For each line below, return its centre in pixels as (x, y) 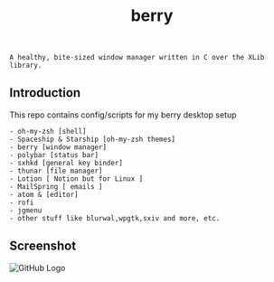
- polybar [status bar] (54, 155)
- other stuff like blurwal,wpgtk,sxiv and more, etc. (115, 218)
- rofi (22, 202)
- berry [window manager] (58, 147)
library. (26, 65)
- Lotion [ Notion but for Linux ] (76, 179)
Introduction (45, 93)
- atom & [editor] (44, 194)
